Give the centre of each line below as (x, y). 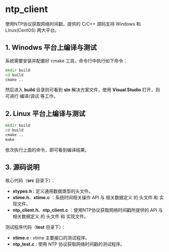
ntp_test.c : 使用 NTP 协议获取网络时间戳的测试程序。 (69, 244)
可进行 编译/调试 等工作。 (32, 96)
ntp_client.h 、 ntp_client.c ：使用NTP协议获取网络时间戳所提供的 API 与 (88, 210)
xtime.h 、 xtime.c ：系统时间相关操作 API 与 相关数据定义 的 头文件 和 (85, 197)
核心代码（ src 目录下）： (30, 180)
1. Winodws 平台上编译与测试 (51, 48)
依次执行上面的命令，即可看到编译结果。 (47, 150)
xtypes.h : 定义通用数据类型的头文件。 (53, 191)
